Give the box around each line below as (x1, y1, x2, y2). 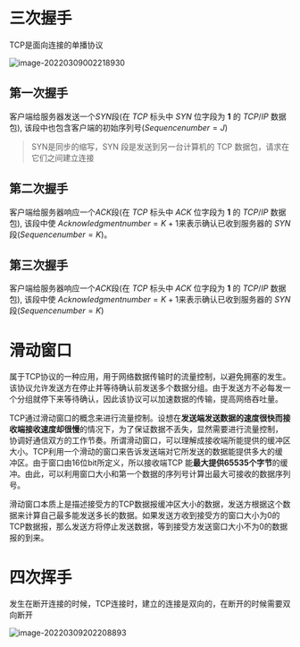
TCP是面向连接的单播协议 (9, 39, 104, 50)
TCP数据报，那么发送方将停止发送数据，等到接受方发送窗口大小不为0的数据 (9, 521, 288, 532)
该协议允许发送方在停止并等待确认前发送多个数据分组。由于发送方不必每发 (9, 382, 283, 394)
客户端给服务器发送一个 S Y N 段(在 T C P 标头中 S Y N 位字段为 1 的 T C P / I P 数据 (9, 111, 287, 122)
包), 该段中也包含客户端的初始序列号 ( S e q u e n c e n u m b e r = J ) (9, 122, 229, 132)
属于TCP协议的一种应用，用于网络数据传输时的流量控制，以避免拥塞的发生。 (9, 371, 291, 382)
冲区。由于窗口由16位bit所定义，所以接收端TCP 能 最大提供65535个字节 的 (9, 457, 280, 468)
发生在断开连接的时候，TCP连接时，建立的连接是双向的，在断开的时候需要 (9, 599, 283, 609)
